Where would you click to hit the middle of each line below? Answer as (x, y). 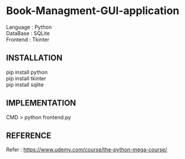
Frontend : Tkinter (28, 39)
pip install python (27, 72)
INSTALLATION (34, 58)
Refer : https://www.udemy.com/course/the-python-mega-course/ (87, 150)
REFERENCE (29, 135)
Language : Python (29, 27)
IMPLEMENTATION (41, 103)
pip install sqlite (25, 84)
